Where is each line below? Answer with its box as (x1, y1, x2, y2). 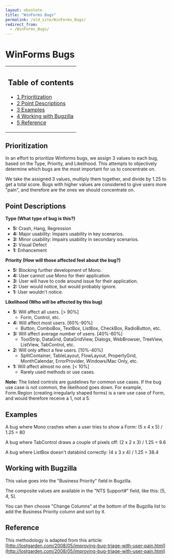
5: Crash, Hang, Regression (12, 226, 71, 232)
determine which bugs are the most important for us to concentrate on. (5, 166, 156, 172)
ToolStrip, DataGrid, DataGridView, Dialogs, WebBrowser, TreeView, (20, 336, 163, 342)
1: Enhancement (12, 247, 47, 253)
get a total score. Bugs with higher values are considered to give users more (5, 181, 167, 188)
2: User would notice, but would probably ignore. (12, 284, 117, 290)
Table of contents (8, 78, 74, 87)
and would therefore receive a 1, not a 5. (5, 395, 90, 401)
